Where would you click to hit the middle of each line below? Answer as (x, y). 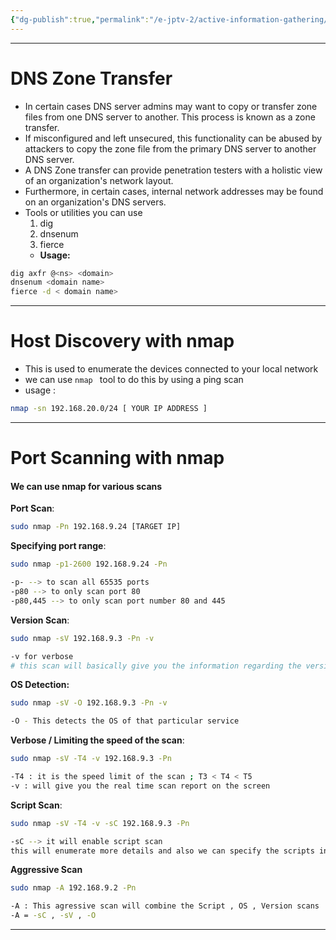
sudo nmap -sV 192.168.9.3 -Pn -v (82, 638)
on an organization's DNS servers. (95, 202)
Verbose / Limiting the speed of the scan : (97, 740)
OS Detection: (40, 685)
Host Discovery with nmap (122, 341)
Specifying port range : (58, 546)
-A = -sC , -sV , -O (53, 916)
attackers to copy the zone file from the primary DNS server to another (170, 148)
